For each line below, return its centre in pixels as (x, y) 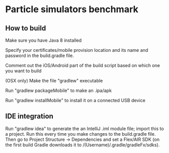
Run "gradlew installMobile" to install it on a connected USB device (75, 100)
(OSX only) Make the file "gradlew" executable (54, 81)
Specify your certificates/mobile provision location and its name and (77, 50)
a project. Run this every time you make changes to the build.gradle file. (81, 134)
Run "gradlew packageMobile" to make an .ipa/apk (59, 90)
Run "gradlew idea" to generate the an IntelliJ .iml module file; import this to (85, 129)
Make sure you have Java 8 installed (44, 40)
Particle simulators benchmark (72, 9)
